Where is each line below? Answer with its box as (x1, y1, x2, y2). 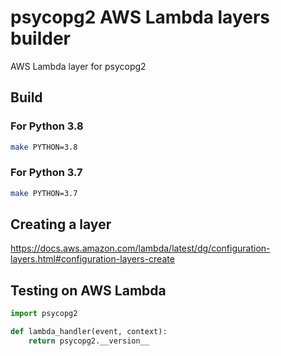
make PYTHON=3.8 (10, 142, 78, 152)
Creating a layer (10, 216, 112, 233)
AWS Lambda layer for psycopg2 (10, 60, 147, 72)
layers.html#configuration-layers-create (10, 253, 175, 265)
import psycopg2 (10, 309, 78, 319)
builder (10, 27, 71, 50)
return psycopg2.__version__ (28, 336, 150, 346)
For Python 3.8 (10, 119, 84, 133)
